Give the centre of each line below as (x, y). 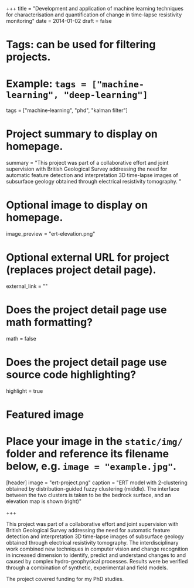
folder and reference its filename (87, 454)
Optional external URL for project (88, 258)
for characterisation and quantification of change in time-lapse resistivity (94, 15)
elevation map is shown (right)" (44, 501)
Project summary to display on (82, 134)
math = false (21, 338)
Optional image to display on (77, 205)
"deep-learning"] (106, 95)
